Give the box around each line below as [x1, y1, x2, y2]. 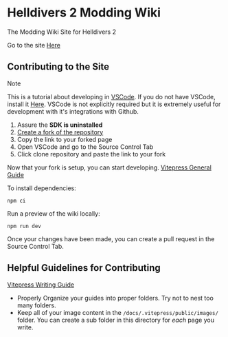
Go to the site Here [7, 41, 60, 49]
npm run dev [7, 223, 41, 229]
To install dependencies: [7, 184, 77, 192]
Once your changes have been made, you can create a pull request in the [7, 234, 215, 243]
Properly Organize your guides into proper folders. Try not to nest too [16, 294, 214, 302]
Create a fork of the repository [16, 127, 104, 136]
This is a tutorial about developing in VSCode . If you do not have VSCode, [7, 92, 216, 101]
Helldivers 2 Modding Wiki [7, 5, 161, 21]
